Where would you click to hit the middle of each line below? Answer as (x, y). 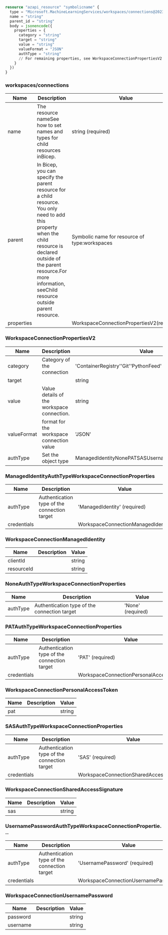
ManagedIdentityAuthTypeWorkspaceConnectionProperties (80, 476)
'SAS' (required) (97, 757)
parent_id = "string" (32, 21)
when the (48, 234)
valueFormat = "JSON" (41, 49)
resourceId (20, 569)
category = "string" (40, 35)
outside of (49, 259)
